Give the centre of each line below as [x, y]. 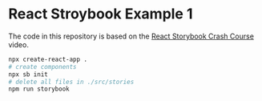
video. [19, 44]
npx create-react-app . [48, 59]
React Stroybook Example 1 [101, 14]
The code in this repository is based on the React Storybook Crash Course [131, 36]
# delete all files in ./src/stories [71, 82]
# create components [43, 67]
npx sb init [28, 74]
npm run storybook [39, 89]
